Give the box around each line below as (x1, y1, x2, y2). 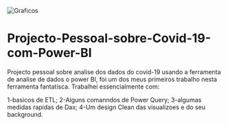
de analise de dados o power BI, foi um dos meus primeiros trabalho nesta (7, 75, 218, 83)
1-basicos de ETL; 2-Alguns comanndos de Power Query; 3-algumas (7, 95, 202, 104)
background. (7, 110, 43, 118)
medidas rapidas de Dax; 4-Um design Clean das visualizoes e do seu (7, 103, 206, 111)
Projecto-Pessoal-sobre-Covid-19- (7, 31, 212, 46)
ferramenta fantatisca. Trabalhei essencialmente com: (7, 82, 160, 91)
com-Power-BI (7, 45, 92, 61)
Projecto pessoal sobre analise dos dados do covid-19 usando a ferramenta (7, 67, 221, 76)
